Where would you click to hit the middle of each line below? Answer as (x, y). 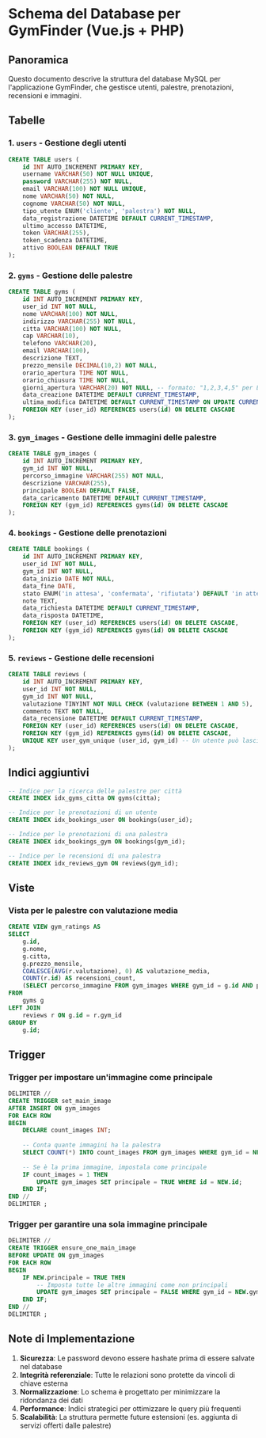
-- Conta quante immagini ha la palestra (91, 1145)
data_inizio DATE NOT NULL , (68, 579)
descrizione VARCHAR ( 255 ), (67, 483)
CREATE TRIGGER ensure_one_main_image (72, 1248)
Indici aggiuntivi (49, 773)
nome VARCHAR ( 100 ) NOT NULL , (70, 314)
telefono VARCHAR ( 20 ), (60, 344)
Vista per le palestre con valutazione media (93, 910)
